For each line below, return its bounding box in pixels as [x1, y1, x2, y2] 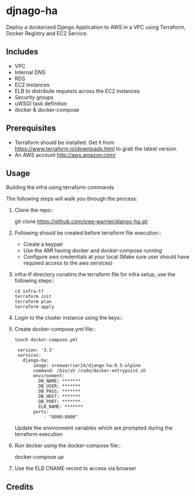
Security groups [14, 93, 54, 100]
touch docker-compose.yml [14, 337, 78, 343]
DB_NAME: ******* [38, 378, 81, 384]
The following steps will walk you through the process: [6, 195, 138, 202]
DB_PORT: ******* [38, 398, 81, 405]
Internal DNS [14, 69, 46, 76]
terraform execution [14, 431, 63, 438]
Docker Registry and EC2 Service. [6, 29, 88, 36]
